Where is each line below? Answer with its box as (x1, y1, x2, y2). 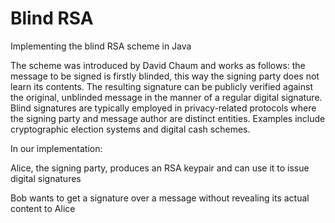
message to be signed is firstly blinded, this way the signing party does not (10, 70, 320, 82)
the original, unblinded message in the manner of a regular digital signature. (10, 91, 323, 103)
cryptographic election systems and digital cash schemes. (10, 123, 251, 135)
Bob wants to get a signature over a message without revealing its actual (10, 192, 310, 204)
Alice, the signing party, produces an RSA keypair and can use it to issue (10, 162, 310, 174)
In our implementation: (10, 142, 103, 154)
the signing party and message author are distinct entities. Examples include (10, 112, 326, 124)
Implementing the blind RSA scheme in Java (10, 40, 192, 52)
